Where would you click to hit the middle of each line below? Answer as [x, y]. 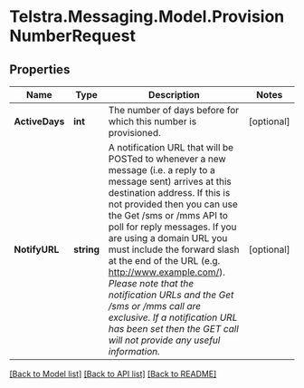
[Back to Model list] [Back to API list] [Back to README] [113, 374]
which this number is [152, 121]
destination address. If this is [169, 193]
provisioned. [134, 133]
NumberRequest [72, 36]
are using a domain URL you [168, 238]
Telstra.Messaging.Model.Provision [147, 17]
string [86, 249]
